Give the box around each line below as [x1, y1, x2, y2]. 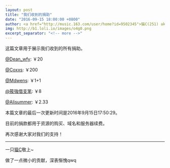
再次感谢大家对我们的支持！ [5, 131, 63, 137]
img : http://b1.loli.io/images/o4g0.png [5, 26, 92, 31]
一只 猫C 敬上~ [5, 147, 34, 152]
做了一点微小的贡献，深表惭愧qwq [5, 157, 77, 163]
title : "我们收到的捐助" [5, 12, 52, 17]
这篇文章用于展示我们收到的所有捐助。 [5, 45, 85, 51]
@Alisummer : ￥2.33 [5, 99, 49, 105]
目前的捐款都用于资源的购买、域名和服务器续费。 [5, 121, 107, 126]
